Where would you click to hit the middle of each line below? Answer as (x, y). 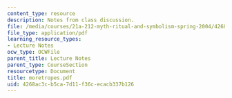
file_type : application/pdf (48, 33)
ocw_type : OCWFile (33, 52)
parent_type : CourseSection (48, 65)
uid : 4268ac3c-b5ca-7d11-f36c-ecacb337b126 (71, 84)
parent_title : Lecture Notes (49, 59)
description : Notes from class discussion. (71, 20)
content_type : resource (41, 13)
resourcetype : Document (41, 71)
